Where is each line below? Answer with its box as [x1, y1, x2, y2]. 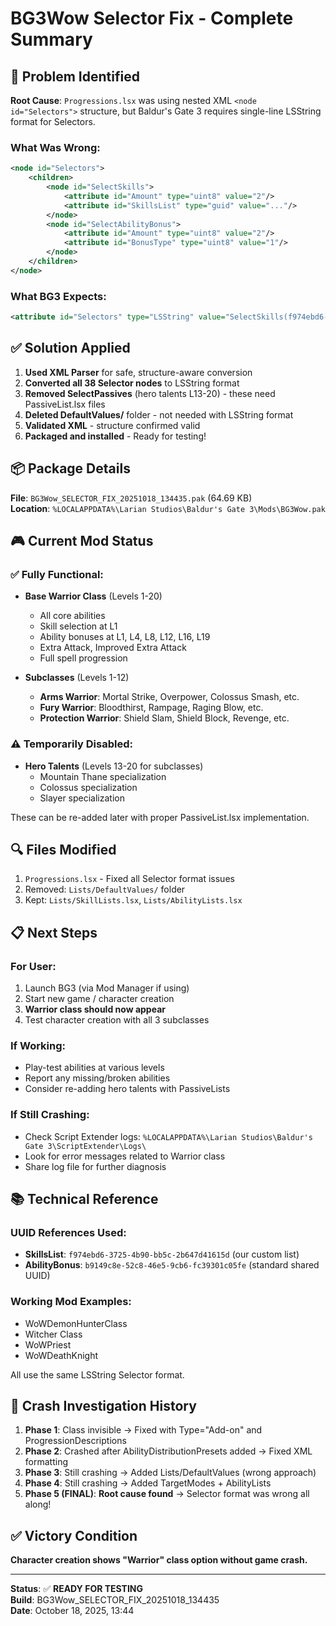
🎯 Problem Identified [10, 68, 140, 85]
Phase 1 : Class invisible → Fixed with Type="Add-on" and [24, 1424, 263, 1436]
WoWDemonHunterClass [24, 1317, 128, 1329]
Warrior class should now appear [24, 1003, 166, 1016]
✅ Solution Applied [10, 340, 131, 357]
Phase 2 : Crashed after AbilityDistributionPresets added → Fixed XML [24, 1445, 313, 1457]
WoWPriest [24, 1338, 72, 1351]
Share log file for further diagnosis [24, 1160, 167, 1172]
